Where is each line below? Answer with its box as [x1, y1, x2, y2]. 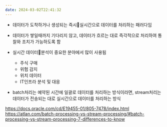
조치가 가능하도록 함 [21, 38, 61, 44]
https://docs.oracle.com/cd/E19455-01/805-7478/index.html [5, 105, 129, 111]
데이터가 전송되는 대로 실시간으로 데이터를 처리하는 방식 [12, 95, 121, 101]
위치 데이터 [19, 72, 41, 78]
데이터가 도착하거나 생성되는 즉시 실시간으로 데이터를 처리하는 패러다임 [12, 21, 152, 27]
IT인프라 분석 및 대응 [19, 78, 60, 84]
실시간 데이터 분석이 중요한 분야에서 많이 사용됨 [12, 49, 106, 55]
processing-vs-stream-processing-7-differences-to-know [5, 116, 125, 122]
